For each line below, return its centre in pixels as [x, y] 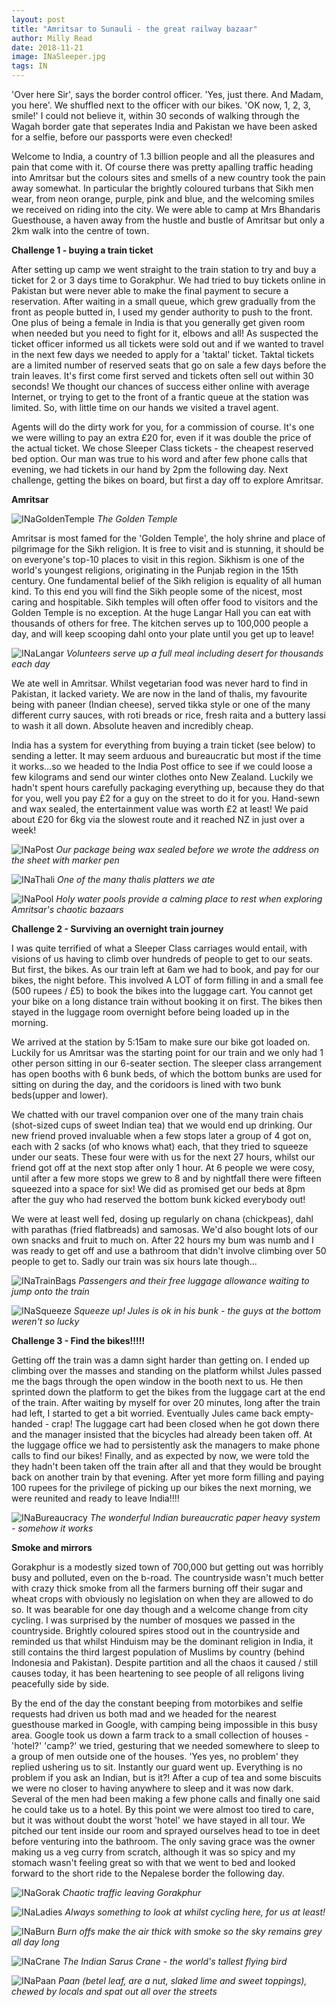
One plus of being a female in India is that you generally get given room [158, 322]
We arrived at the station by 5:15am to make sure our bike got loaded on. [161, 1042]
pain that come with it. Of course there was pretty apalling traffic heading [162, 167]
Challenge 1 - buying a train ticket [82, 250]
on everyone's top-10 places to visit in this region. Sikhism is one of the [158, 559]
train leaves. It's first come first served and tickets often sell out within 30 [162, 375]
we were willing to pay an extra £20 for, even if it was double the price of [161, 437]
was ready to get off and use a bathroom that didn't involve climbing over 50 [169, 1250]
